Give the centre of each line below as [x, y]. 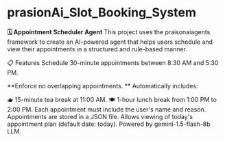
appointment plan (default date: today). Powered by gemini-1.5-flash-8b [109, 124]
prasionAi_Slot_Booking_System [102, 13]
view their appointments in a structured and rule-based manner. [97, 49]
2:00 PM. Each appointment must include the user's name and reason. [107, 109]
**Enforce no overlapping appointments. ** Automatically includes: [103, 86]
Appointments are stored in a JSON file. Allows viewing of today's [100, 116]
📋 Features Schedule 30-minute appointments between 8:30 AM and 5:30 [113, 62]
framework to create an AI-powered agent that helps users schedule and [110, 42]
